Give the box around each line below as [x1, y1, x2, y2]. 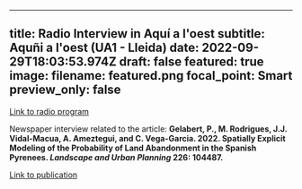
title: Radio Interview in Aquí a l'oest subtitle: [9, 26, 265, 41]
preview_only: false [9, 82, 121, 98]
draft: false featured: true [119, 55, 264, 70]
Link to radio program [9, 106, 90, 116]
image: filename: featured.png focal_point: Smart [9, 68, 293, 83]
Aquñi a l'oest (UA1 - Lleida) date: [9, 40, 200, 56]
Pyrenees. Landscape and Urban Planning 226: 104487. [9, 151, 224, 162]
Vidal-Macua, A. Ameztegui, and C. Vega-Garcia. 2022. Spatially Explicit [9, 133, 286, 143]
